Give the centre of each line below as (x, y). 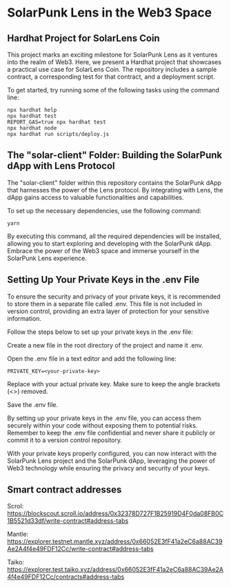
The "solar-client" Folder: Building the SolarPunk (115, 156)
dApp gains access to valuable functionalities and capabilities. (96, 197)
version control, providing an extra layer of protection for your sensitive (108, 311)
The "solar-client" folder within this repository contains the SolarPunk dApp (114, 182)
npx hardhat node (32, 128)
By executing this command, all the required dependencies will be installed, (114, 236)
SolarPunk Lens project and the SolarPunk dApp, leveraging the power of (111, 461)
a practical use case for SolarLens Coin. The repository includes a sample (112, 69)
